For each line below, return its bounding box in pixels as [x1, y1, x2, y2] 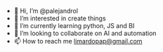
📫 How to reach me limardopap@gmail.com [13, 37, 143, 45]
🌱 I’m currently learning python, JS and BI [13, 22, 135, 30]
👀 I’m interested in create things [13, 14, 107, 22]
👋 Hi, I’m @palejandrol [13, 7, 79, 15]
